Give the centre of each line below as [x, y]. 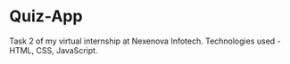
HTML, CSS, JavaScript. [54, 50]
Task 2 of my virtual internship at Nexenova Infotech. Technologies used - [145, 41]
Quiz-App [46, 16]
